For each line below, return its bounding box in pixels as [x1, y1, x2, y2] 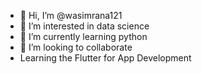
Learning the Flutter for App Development [19, 52, 192, 64]
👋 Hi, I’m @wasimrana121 [19, 10, 123, 21]
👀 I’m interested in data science [19, 20, 150, 32]
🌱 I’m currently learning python [19, 31, 148, 42]
